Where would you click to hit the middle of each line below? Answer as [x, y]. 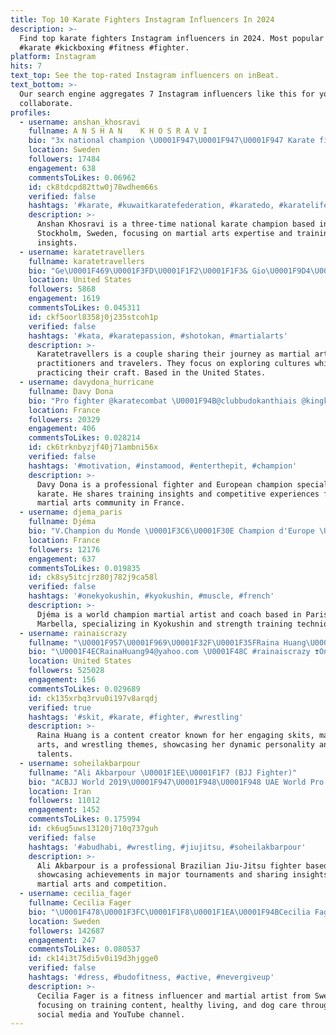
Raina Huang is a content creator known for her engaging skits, [175, 736]
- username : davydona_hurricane [87, 382]
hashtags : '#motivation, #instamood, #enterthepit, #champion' [163, 466]
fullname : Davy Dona [71, 391]
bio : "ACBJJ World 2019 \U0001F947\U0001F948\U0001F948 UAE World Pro [176, 782]
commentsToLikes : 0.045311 [84, 308]
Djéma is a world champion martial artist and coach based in [169, 614]
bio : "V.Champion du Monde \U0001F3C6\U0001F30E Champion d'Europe [171, 531]
